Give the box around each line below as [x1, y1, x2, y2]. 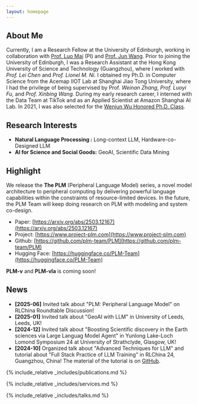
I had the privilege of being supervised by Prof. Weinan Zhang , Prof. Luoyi [6, 84, 187, 91]
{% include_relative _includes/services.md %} [6, 380, 118, 387]
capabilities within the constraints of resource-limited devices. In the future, [6, 194, 190, 202]
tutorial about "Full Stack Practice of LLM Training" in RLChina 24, [14, 351, 176, 358]
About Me [6, 31, 43, 41]
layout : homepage [6, 8, 49, 15]
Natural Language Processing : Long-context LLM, [14, 136, 141, 143]
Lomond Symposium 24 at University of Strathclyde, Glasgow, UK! [14, 338, 176, 345]
